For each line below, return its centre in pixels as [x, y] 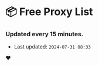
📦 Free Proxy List [49, 12]
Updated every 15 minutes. [45, 34]
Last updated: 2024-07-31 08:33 [52, 47]
